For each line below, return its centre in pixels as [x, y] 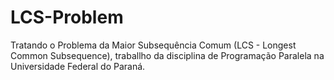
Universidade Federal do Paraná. [78, 66]
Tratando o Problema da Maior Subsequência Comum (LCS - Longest [153, 45]
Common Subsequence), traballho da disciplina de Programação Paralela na [167, 55]
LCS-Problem [67, 17]
